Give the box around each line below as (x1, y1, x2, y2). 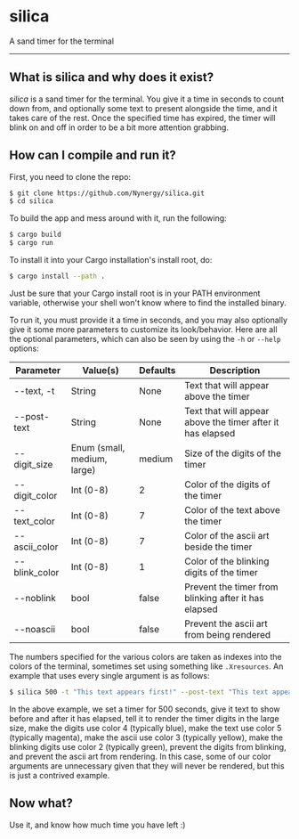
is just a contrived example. (9, 770, 110, 780)
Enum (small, (70, 441, 125, 453)
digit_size (13, 458, 53, 470)
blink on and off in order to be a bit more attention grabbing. (9, 122, 230, 133)
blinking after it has (183, 591, 264, 604)
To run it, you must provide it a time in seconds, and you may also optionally (9, 314, 287, 325)
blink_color (13, 566, 60, 578)
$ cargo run (9, 239, 53, 248)
